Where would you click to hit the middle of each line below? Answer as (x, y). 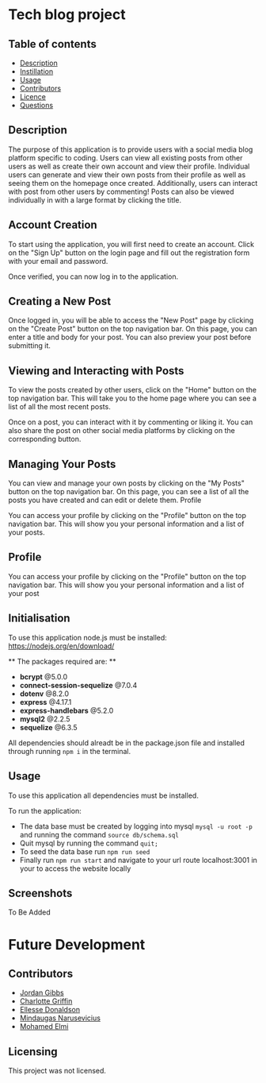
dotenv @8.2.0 (44, 694)
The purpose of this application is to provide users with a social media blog (131, 149)
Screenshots (40, 893)
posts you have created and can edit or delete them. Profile (105, 500)
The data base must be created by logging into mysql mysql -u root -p (136, 826)
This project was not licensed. (57, 1071)
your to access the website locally (75, 868)
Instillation (36, 72)
